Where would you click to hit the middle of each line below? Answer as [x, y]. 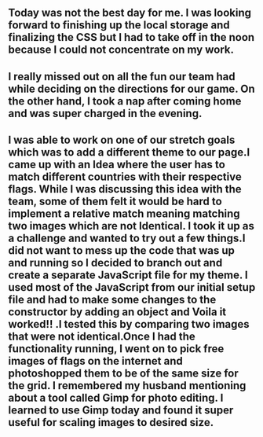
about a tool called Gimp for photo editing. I [116, 398]
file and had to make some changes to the [112, 300]
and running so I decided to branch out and [115, 263]
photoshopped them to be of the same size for [123, 374]
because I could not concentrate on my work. [121, 50]
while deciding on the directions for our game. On [131, 88]
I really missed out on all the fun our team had [122, 77]
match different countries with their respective [125, 177]
